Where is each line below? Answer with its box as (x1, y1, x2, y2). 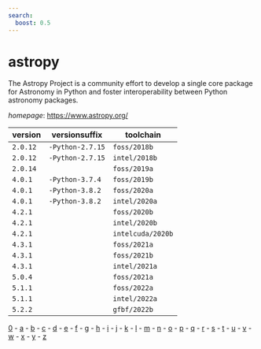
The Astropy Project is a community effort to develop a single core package (8, 79, 253, 88)
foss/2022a (112, 284, 153, 292)
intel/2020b (112, 218, 158, 228)
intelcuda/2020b (112, 229, 174, 239)
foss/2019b (112, 175, 153, 184)
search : (8, 11, 34, 20)
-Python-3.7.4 (48, 175, 101, 184)
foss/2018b (112, 143, 153, 152)
